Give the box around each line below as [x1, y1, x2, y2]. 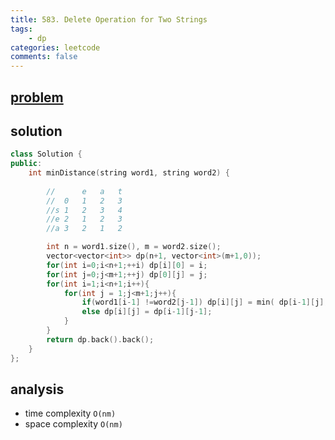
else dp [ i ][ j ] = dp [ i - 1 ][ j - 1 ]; [81, 307, 213, 317]
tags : [10, 24, 33, 34]
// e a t [46, 186, 123, 196]
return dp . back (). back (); [46, 334, 155, 345]
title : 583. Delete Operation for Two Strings [10, 14, 208, 25]
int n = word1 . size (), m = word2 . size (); [46, 242, 222, 252]
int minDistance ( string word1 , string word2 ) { [28, 168, 230, 178]
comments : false [10, 52, 78, 62]
